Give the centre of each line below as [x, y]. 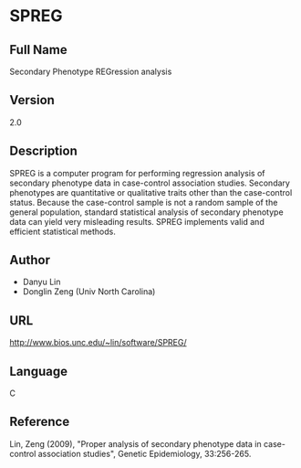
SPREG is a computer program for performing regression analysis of [137, 173]
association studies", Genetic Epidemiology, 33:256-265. [145, 453]
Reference [40, 422]
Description [43, 151]
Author [30, 260]
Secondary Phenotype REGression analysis [91, 71]
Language [39, 371]
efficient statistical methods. [62, 231]
